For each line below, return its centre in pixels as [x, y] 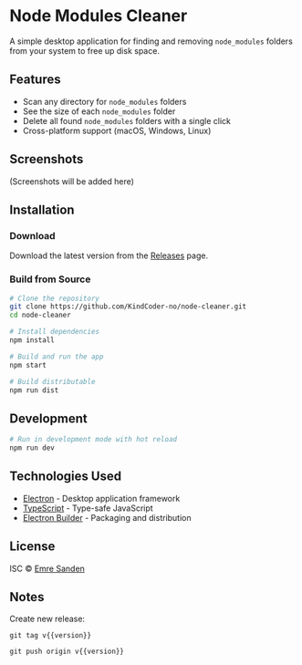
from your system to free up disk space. [84, 50]
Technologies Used [65, 477]
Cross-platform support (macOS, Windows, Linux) [117, 130]
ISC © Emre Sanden [47, 568]
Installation [42, 209]
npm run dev [32, 448]
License [32, 547]
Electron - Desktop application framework [101, 498]
